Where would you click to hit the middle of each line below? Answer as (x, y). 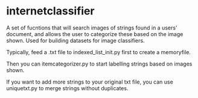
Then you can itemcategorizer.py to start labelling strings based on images (99, 64)
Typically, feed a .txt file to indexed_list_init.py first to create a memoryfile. (99, 52)
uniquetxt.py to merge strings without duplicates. (67, 88)
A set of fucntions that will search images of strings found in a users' (92, 28)
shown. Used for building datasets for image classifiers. (75, 40)
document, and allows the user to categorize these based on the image (95, 34)
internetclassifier (50, 11)
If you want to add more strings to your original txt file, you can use (90, 82)
